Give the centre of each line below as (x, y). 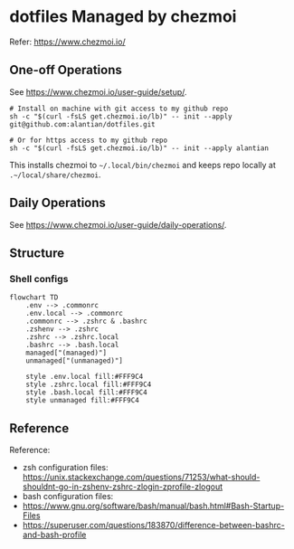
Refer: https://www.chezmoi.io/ (67, 42)
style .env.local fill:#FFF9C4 (85, 377)
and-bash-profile (54, 535)
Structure (37, 253)
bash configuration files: (68, 497)
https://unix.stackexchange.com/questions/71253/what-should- (141, 478)
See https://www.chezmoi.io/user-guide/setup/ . (98, 91)
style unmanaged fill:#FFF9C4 (83, 401)
